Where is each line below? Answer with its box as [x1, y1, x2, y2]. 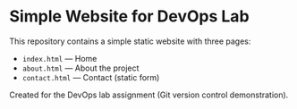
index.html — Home [21, 53, 98, 63]
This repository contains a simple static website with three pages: [9, 36, 251, 46]
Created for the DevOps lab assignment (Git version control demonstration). [9, 89, 289, 100]
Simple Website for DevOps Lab [9, 6, 250, 27]
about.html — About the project [21, 63, 140, 73]
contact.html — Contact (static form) [21, 71, 160, 82]
